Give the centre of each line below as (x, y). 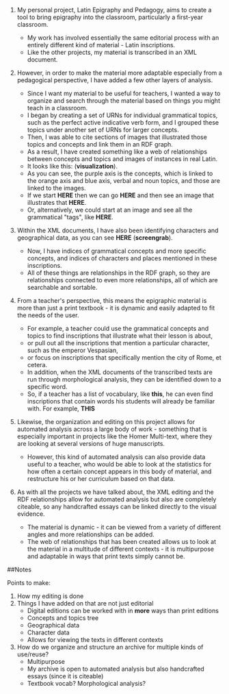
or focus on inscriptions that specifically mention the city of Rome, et (124, 358)
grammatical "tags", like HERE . (70, 217)
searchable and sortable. (62, 287)
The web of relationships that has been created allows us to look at (122, 542)
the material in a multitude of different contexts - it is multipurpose (120, 549)
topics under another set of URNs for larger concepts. (103, 130)
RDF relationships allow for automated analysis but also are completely (117, 499)
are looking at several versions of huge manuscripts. (91, 444)
